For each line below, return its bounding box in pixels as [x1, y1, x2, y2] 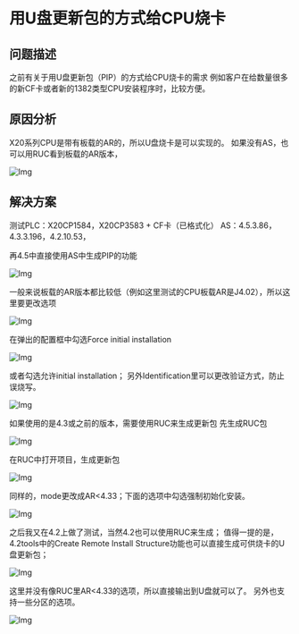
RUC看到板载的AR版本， [32, 148, 123, 159]
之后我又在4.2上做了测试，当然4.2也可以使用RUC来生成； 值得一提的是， [9, 527, 278, 537]
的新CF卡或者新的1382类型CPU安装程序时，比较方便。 [9, 83, 211, 94]
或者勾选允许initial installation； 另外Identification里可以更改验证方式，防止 [9, 370, 285, 381]
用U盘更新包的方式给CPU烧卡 [9, 8, 226, 29]
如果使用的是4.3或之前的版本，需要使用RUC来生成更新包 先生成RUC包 [9, 418, 268, 428]
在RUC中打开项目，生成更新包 [9, 453, 120, 465]
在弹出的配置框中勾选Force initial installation [9, 334, 172, 344]
